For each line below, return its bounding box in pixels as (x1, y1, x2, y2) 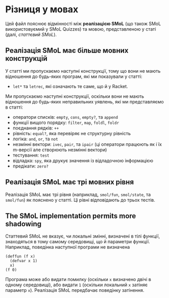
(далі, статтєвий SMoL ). (5, 31, 57, 37)
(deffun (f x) (5, 254, 36, 259)
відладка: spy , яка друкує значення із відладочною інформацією (12, 157, 154, 163)
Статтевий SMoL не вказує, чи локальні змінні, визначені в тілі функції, (5, 233, 160, 239)
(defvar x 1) (10, 259, 38, 264)
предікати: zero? (12, 163, 49, 169)
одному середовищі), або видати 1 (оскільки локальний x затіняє (5, 282, 148, 288)
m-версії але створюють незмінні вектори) (12, 146, 107, 153)
